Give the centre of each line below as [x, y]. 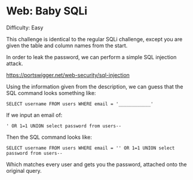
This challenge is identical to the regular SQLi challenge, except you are [94, 39]
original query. [24, 170]
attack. [15, 63]
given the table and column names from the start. [67, 45]
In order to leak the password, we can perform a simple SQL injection [91, 57]
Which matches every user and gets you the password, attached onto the [96, 164]
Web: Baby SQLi [47, 11]
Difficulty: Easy [25, 28]
